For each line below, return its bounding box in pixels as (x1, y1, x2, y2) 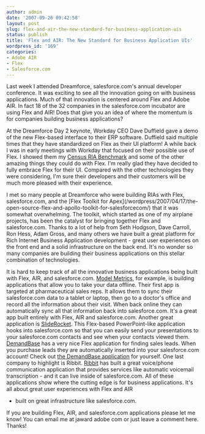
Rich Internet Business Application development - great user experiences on (6, 237, 199, 244)
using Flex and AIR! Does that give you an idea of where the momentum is (6, 108, 193, 116)
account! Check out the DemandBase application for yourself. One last (6, 353, 184, 360)
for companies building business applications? (6, 115, 124, 123)
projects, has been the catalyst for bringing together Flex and (6, 217, 161, 224)
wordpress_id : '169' (6, 44, 59, 50)
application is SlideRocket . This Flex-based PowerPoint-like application (6, 320, 185, 328)
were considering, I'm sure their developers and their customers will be (6, 173, 186, 180)
